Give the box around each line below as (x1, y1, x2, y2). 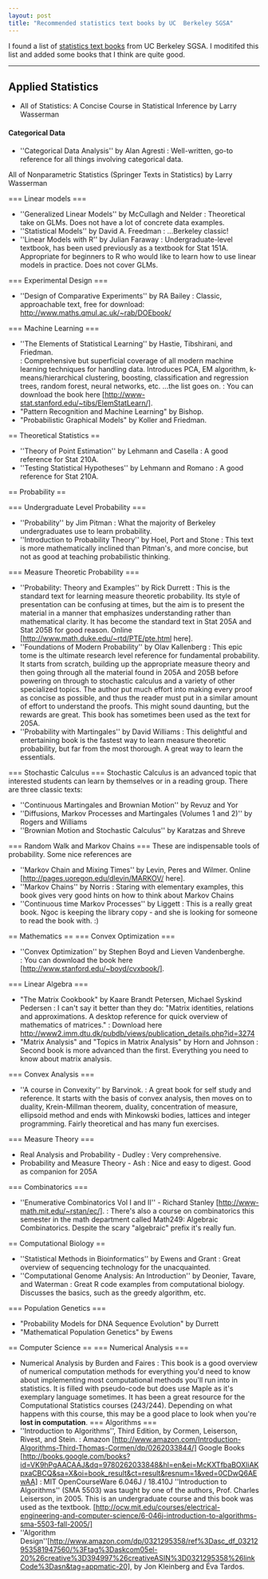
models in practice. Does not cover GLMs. (19, 260, 158, 270)
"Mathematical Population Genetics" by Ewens (19, 1327, 173, 1336)
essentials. (19, 752, 56, 762)
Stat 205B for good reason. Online (19, 625, 133, 634)
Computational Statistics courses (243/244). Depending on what (19, 1400, 233, 1410)
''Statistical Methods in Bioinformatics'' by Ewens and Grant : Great (19, 1253, 241, 1263)
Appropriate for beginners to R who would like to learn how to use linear (19, 251, 257, 261)
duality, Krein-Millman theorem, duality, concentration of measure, (19, 1102, 238, 1111)
